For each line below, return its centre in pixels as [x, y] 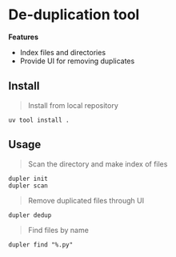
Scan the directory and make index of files [98, 164]
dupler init [28, 179]
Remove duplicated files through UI [86, 200]
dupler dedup [30, 215]
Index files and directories [63, 52]
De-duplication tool [74, 15]
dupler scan [28, 186]
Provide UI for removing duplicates [77, 61]
